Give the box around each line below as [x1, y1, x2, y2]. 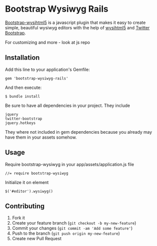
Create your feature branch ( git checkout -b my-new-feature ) [12, 220, 137, 226]
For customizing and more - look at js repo [5, 39, 90, 45]
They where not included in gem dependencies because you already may [5, 129, 152, 135]
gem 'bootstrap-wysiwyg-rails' [5, 76, 69, 81]
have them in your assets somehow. [5, 134, 77, 140]
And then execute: [5, 84, 42, 90]
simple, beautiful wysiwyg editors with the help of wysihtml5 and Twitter [5, 24, 150, 30]
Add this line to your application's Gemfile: [5, 66, 90, 72]
